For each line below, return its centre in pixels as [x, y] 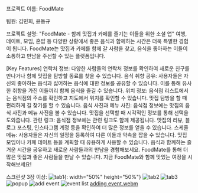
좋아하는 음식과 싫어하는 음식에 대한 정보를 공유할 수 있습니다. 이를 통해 [99, 83]
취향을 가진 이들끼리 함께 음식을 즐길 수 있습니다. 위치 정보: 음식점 [88, 91]
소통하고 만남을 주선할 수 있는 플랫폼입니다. [56, 56]
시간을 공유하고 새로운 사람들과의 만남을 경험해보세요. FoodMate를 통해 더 [103, 150]
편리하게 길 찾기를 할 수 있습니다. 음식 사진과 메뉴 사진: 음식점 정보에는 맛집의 [95, 105]
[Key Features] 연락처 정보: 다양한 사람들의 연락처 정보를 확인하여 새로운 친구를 [98, 68]
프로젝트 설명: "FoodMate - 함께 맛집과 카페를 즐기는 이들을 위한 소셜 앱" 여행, [97, 34]
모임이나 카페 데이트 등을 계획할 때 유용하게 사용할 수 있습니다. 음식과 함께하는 [96, 142]
